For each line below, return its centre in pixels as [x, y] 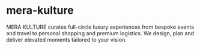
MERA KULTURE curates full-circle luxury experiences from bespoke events [100, 27]
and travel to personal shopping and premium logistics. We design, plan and [100, 33]
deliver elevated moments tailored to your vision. [67, 39]
